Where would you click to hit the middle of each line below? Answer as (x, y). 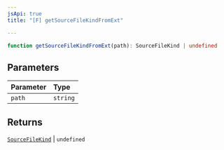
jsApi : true (24, 14)
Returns (25, 122)
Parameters (33, 67)
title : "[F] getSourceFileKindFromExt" (65, 20)
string (64, 98)
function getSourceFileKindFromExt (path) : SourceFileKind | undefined (112, 46)
